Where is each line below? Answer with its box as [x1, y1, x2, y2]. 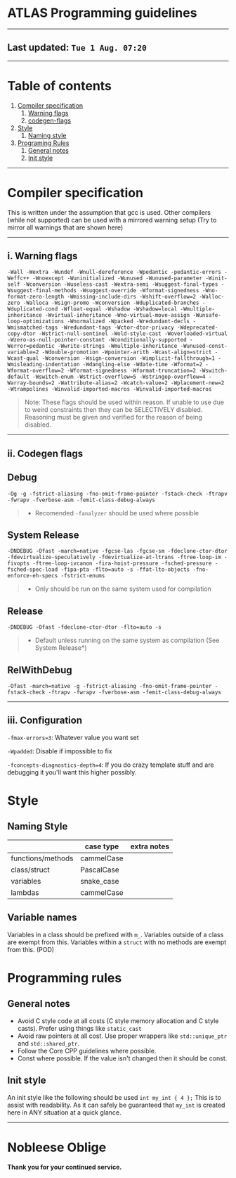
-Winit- [205, 275, 228, 282]
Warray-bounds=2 [7, 380, 55, 387]
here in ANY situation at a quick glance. [7, 1108, 122, 1117]
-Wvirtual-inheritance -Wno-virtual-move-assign [44, 312, 190, 319]
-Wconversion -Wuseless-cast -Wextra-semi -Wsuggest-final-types [22, 281, 218, 288]
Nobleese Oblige [7, 1139, 107, 1155]
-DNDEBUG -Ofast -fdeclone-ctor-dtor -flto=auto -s [7, 624, 162, 631]
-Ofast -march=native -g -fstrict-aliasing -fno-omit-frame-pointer [7, 683, 212, 690]
